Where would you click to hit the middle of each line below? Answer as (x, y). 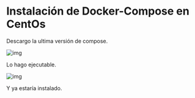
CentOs (26, 24)
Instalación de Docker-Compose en (98, 11)
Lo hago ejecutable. (31, 65)
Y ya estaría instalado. (34, 88)
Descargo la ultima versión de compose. (57, 41)
